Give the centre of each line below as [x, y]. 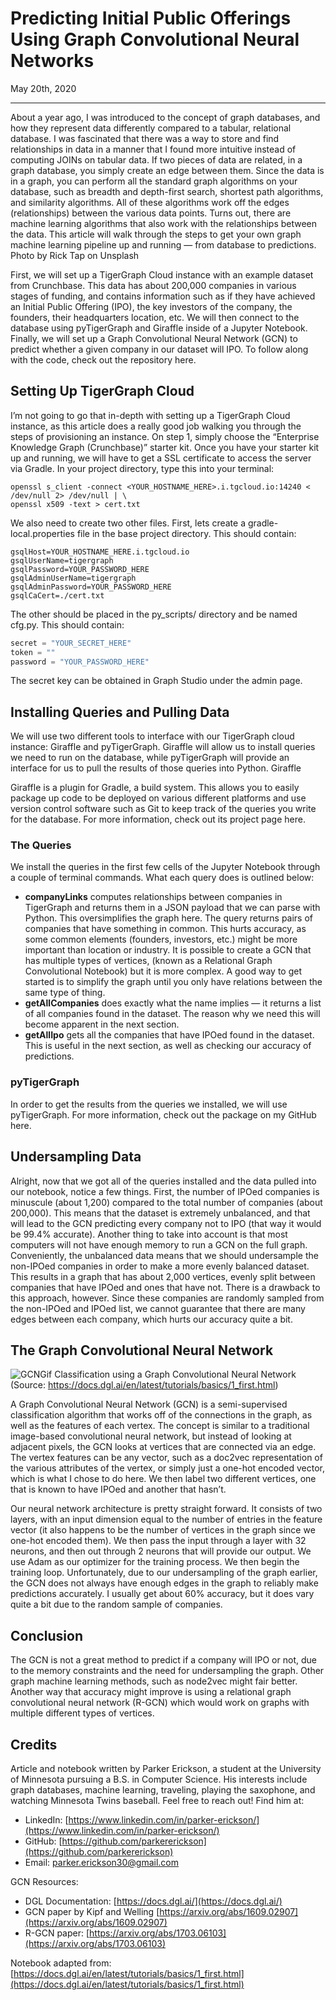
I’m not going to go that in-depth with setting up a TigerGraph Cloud [150, 415]
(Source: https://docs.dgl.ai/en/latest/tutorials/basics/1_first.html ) [144, 1385]
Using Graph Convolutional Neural [155, 39]
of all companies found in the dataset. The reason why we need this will [172, 1014]
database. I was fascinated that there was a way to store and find [145, 138]
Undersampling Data [76, 1157]
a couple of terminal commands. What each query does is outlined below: [162, 878]
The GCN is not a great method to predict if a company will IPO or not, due [163, 1660]
